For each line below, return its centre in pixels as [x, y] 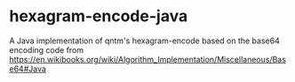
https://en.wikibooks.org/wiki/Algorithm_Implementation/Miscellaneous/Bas [148, 59]
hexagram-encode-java [99, 16]
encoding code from [47, 49]
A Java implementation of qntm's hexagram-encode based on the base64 [144, 41]
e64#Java [28, 69]
